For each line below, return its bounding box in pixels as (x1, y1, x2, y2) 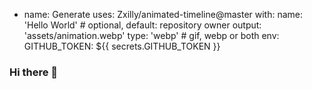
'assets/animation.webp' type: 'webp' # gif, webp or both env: (23, 30, 280, 41)
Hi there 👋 (9, 65, 59, 79)
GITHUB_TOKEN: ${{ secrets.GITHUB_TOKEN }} (23, 40, 221, 52)
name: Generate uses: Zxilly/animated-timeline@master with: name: (23, 9, 304, 20)
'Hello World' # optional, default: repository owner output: (23, 19, 262, 31)
